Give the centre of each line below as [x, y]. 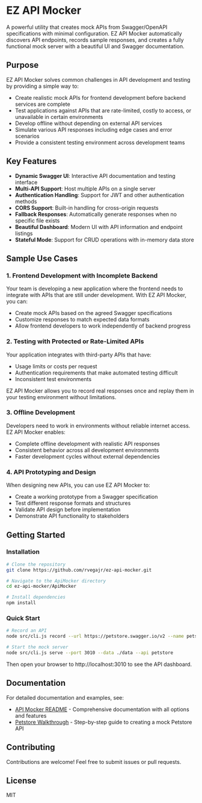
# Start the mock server [37, 647]
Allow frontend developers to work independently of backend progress [103, 326]
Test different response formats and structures [73, 503]
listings [24, 233]
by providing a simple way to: [43, 86]
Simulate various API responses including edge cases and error [93, 129]
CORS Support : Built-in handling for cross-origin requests [87, 207]
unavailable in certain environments [59, 117]
